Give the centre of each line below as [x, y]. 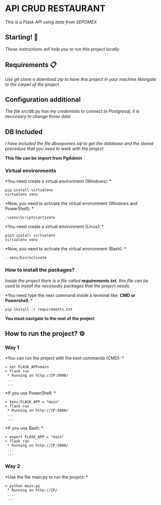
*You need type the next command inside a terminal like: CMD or [70, 295]
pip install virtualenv [29, 190]
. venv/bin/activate [26, 258]
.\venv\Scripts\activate [30, 218]
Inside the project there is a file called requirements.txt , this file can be [77, 281]
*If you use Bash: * [24, 428]
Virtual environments [31, 171]
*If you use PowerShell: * [30, 393]
